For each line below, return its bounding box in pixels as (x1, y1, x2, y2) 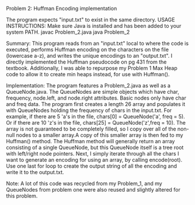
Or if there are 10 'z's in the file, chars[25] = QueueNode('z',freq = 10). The (6, 119, 186, 126)
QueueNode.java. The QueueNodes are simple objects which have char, (6, 89, 179, 95)
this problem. (6, 192, 38, 199)
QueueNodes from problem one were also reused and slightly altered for (6, 186, 181, 193)
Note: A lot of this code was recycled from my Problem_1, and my (6, 180, 162, 187)
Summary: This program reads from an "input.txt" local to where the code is (6, 40, 189, 47)
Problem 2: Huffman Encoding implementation (6, 5, 117, 12)
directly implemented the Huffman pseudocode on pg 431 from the (6, 58, 167, 65)
